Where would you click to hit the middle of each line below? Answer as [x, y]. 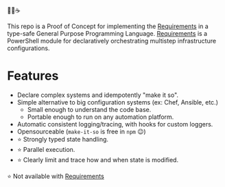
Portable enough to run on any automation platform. [100, 117]
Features [33, 76]
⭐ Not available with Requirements [56, 176]
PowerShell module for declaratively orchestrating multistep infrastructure [112, 41]
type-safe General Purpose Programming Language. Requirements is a [107, 33]
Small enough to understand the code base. [89, 109]
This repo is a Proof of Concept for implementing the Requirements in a [108, 26]
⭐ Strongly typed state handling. [62, 139]
